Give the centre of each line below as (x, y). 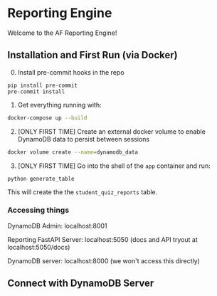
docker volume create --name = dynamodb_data (73, 152)
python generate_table (41, 179)
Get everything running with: (59, 105)
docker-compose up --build (47, 118)
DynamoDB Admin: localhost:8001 (57, 226)
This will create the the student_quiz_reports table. (83, 192)
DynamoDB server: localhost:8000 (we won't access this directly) (104, 260)
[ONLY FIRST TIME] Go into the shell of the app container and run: (114, 166)
